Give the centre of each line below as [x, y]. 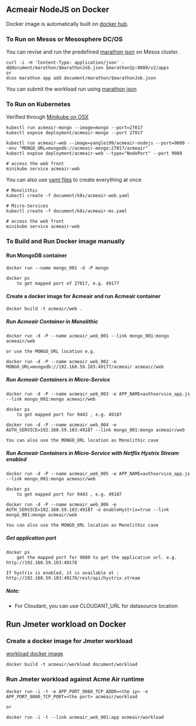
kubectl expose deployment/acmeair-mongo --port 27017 [75, 133]
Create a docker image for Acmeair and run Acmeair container [84, 296]
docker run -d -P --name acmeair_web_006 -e [61, 504]
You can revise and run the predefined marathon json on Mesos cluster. [93, 52]
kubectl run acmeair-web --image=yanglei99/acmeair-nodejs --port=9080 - [98, 143]
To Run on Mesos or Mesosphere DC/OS [65, 39]
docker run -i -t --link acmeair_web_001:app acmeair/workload [85, 717]
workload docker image [35, 654]
